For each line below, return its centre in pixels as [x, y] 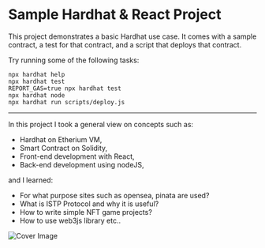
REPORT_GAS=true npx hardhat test [65, 88]
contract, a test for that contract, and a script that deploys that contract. [125, 44]
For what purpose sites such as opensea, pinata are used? [114, 195]
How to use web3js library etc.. [70, 220]
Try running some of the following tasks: [74, 60]
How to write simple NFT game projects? [86, 212]
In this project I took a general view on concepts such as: [101, 124]
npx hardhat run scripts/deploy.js [67, 102]
